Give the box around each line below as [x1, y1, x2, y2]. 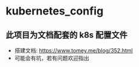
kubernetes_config [5, 4, 104, 18]
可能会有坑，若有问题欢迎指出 [14, 54, 89, 62]
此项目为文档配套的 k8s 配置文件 [5, 30, 128, 40]
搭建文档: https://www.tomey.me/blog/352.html [14, 47, 133, 54]
